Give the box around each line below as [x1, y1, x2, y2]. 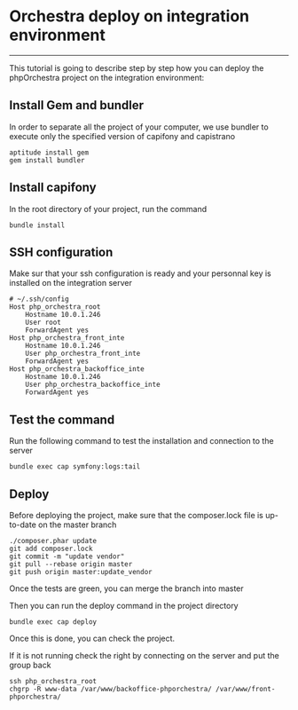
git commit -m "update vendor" [9, 552, 125, 561]
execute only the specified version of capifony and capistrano [9, 130, 236, 141]
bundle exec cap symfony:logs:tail [9, 462, 141, 471]
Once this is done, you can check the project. [9, 633, 176, 643]
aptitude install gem [9, 148, 90, 157]
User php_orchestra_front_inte [25, 349, 141, 359]
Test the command [9, 412, 115, 427]
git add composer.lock [9, 544, 93, 553]
